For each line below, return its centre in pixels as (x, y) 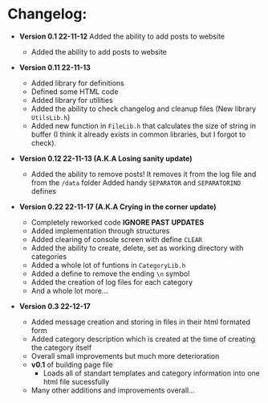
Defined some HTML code (75, 91)
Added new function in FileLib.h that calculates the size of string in (144, 125)
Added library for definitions (78, 83)
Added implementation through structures (100, 231)
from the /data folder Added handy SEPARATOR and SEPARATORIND (136, 183)
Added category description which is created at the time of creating (143, 339)
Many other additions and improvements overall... (113, 390)
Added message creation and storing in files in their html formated (140, 322)
